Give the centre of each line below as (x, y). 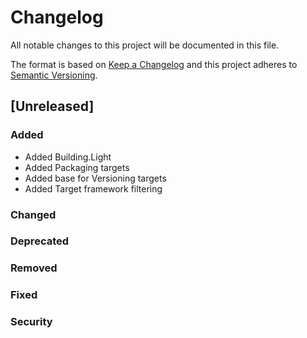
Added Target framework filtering (93, 188)
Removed (34, 268)
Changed (33, 214)
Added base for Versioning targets (95, 178)
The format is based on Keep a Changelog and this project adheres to (154, 64)
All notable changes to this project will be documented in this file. (145, 45)
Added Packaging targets (77, 167)
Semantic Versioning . (54, 75)
